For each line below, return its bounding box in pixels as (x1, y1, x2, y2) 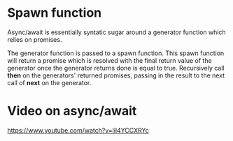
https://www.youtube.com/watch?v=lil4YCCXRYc (7, 126, 149, 134)
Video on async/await (7, 103, 137, 119)
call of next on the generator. (7, 78, 92, 87)
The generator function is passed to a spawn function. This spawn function (7, 49, 225, 57)
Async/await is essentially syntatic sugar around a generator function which (7, 28, 226, 36)
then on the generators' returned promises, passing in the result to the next (7, 71, 225, 80)
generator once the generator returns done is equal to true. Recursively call (7, 64, 225, 72)
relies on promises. (7, 35, 62, 43)
